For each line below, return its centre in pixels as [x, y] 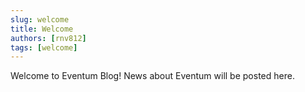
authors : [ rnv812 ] [48, 38]
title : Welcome [42, 29]
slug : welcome [40, 19]
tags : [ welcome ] [44, 47]
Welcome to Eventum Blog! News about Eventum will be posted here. [152, 76]
